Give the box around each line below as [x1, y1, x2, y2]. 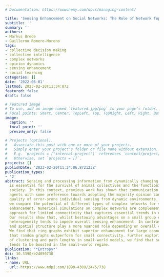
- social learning [5, 70, 42, 76]
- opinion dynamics [5, 61, 45, 66]
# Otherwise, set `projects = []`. [5, 156, 82, 161]
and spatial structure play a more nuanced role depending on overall [9, 224, 156, 229]
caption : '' [9, 120, 34, 125]
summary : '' [5, 25, 29, 30]
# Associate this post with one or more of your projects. [5, 142, 132, 147]
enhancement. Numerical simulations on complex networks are [9, 206, 137, 211]
